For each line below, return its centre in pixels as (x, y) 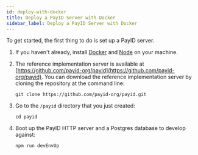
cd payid (26, 117)
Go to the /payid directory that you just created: (75, 106)
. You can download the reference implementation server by (117, 77)
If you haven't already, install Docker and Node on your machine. (97, 52)
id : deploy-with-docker (37, 12)
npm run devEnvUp (37, 146)
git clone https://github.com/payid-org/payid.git (81, 95)
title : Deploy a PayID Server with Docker (61, 18)
